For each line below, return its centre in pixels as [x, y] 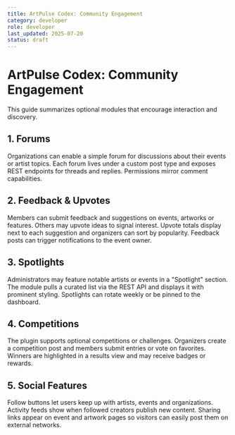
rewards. [20, 363]
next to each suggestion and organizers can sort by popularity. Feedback [114, 233]
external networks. [34, 425]
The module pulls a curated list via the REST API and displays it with [106, 287]
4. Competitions [43, 324]
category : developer [38, 20]
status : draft [28, 40]
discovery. [23, 117]
